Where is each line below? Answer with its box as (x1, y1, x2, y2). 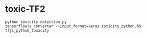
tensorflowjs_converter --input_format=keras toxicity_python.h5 (5, 23, 141, 29)
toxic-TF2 (5, 3, 46, 15)
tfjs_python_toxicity (5, 28, 49, 33)
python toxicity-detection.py (5, 19, 67, 24)
